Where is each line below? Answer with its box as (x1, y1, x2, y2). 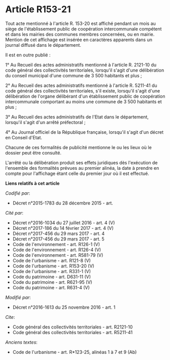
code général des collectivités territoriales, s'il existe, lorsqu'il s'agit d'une (5, 87, 160, 94)
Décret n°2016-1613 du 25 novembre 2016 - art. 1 (12, 304, 116, 310)
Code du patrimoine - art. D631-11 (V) (12, 274, 91, 280)
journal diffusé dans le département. (5, 42, 81, 48)
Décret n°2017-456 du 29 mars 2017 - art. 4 (12, 230, 105, 236)
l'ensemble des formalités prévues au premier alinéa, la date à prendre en (5, 165, 159, 171)
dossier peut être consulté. (5, 149, 62, 156)
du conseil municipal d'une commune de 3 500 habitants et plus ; (5, 72, 142, 78)
